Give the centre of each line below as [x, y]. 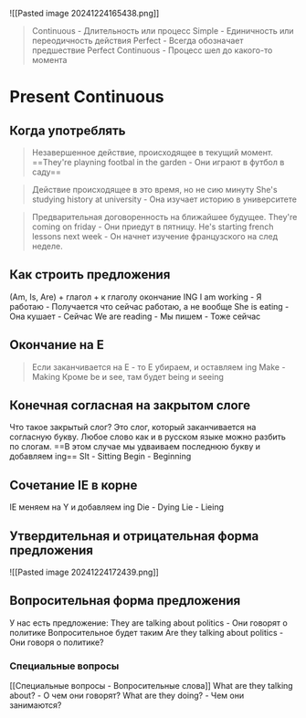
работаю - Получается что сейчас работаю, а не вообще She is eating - [149, 306]
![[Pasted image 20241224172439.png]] [84, 572]
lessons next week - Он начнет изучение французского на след [155, 236]
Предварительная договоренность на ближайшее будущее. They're [164, 217]
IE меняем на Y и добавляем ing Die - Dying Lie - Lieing [116, 507]
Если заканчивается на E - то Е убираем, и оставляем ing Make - [158, 367]
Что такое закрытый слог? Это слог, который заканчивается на [133, 428]
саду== [46, 172]
